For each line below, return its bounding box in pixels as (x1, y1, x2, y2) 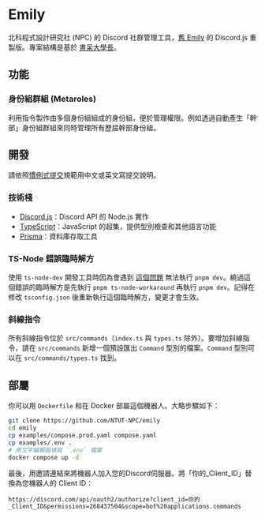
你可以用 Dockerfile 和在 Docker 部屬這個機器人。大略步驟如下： (8, 401, 220, 411)
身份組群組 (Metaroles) (8, 93, 97, 104)
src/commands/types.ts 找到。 (23, 353, 121, 362)
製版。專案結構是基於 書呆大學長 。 (8, 42, 121, 52)
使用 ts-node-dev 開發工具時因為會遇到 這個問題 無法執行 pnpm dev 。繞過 (8, 272, 244, 282)
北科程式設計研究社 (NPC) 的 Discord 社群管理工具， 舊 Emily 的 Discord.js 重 (8, 32, 257, 42)
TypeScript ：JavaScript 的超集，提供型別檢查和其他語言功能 (19, 221, 217, 231)
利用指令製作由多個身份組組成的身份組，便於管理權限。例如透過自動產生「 (8, 113, 250, 122)
